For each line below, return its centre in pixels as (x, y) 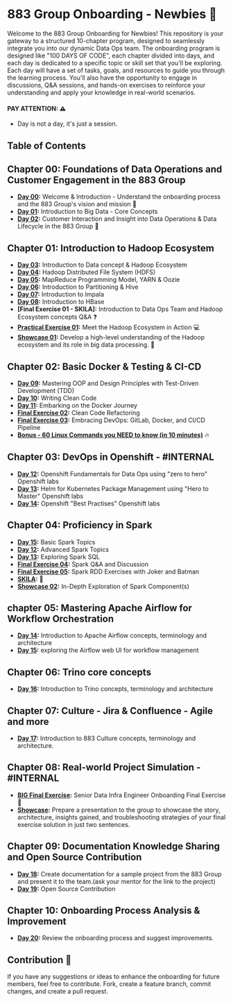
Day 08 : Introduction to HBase (61, 302)
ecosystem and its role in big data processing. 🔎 (86, 345)
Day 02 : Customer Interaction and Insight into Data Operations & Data (117, 219)
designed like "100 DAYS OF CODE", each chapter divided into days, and (111, 56)
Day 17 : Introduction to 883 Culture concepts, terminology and (106, 738)
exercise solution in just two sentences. (74, 824)
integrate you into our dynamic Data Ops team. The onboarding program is (114, 48)
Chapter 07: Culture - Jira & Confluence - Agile (110, 711)
